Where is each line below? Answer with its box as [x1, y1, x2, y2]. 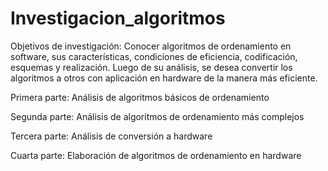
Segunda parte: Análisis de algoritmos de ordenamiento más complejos [10, 110, 305, 122]
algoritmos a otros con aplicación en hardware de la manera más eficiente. [10, 72, 318, 84]
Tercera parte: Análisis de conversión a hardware [10, 130, 213, 142]
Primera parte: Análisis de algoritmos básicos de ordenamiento [10, 91, 270, 103]
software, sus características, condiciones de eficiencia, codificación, [10, 50, 298, 62]
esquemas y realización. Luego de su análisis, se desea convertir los [10, 61, 293, 73]
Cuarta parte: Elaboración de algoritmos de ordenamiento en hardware [10, 149, 302, 161]
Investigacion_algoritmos [10, 7, 226, 30]
